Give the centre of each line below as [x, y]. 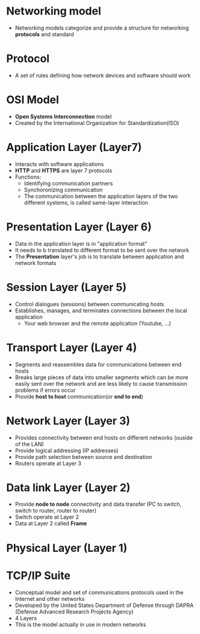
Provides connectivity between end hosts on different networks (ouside [104, 437]
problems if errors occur [45, 390]
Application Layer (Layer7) [74, 147]
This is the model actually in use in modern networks [80, 624]
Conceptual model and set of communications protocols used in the [99, 592]
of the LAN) [29, 444]
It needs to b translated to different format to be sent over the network [102, 250]
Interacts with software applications [59, 164]
